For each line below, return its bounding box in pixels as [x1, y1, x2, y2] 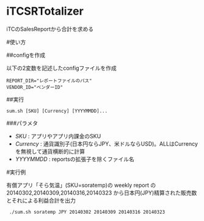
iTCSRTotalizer [6, 4, 84, 18]
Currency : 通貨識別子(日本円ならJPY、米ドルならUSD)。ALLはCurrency [15, 140, 199, 148]
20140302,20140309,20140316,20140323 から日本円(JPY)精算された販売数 [6, 189, 197, 197]
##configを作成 [6, 51, 46, 59]
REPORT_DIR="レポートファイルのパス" [6, 78, 92, 84]
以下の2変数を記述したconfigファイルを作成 [6, 64, 117, 72]
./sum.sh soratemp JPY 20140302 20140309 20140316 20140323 [9, 209, 166, 215]
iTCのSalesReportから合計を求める [6, 25, 94, 32]
